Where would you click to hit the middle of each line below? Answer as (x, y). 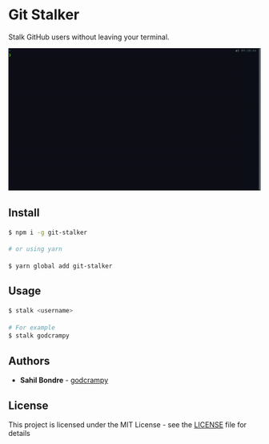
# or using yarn (35, 249)
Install (24, 213)
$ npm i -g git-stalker (48, 232)
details (19, 433)
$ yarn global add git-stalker (60, 266)
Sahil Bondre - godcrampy (64, 380)
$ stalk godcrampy (39, 336)
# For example (32, 327)
